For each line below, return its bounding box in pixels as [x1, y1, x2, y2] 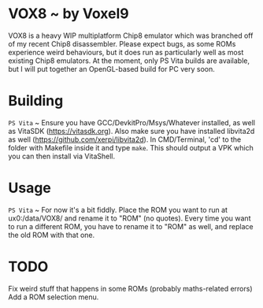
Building [8, 92, 64, 110]
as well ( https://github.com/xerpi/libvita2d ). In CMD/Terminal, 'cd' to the [8, 135, 242, 144]
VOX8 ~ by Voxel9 [8, 5, 129, 23]
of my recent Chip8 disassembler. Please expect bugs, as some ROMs [8, 39, 236, 48]
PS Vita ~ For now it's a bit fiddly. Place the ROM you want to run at [8, 205, 228, 214]
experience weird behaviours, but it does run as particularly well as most [8, 47, 244, 57]
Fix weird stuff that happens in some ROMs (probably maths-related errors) [8, 284, 254, 293]
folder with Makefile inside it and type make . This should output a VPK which [8, 143, 254, 152]
